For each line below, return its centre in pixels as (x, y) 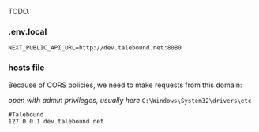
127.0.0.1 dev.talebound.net (56, 121)
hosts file (26, 68)
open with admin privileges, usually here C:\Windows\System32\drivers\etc (130, 100)
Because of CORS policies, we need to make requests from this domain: (125, 85)
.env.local (28, 31)
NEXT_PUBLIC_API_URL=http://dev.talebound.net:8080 (95, 48)
